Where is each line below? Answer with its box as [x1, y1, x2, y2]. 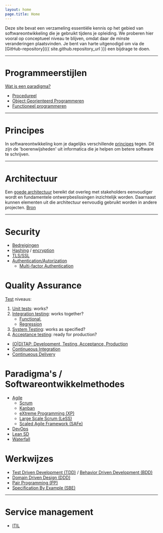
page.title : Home [5, 12, 40, 17]
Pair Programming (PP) [12, 480, 58, 486]
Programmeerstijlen [5, 67, 87, 78]
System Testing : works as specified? [12, 326, 86, 332]
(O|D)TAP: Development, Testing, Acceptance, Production [12, 341, 128, 347]
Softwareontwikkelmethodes [5, 379, 125, 390]
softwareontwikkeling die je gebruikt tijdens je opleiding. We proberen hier [5, 30, 154, 36]
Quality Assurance [5, 280, 82, 291]
